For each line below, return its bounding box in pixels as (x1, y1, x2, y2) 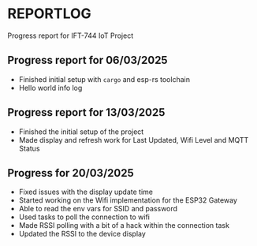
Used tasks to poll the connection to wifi (18, 212, 151, 222)
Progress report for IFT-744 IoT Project (7, 31, 134, 40)
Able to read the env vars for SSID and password (18, 204, 178, 214)
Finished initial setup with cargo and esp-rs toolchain (18, 74, 191, 84)
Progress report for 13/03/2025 (7, 106, 166, 119)
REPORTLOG (7, 5, 91, 23)
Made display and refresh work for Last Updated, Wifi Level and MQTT (18, 135, 249, 144)
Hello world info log (18, 83, 83, 92)
